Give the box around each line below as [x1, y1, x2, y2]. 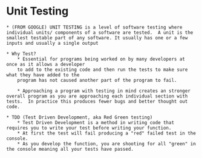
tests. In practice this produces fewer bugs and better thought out [6, 98, 188, 104]
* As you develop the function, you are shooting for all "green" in [17, 140, 197, 146]
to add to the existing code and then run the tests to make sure [17, 67, 188, 73]
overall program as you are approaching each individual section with [6, 93, 188, 99]
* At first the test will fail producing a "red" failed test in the [17, 130, 197, 136]
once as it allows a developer [6, 61, 85, 67]
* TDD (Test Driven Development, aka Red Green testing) [6, 114, 153, 120]
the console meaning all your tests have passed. [6, 146, 134, 152]
